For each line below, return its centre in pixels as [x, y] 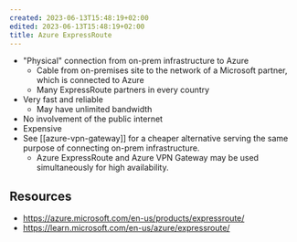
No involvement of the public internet [92, 119]
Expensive [42, 129]
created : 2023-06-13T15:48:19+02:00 [79, 18]
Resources [41, 196]
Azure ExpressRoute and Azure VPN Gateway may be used [147, 158]
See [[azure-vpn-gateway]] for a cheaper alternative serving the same [155, 139]
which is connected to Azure [90, 80]
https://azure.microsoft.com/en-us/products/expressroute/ [133, 218]
